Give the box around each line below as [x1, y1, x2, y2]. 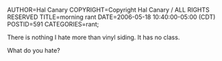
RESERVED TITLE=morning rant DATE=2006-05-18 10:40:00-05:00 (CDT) [7, 13, 216, 21]
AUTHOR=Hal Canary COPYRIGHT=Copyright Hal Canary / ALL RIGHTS [7, 6, 210, 14]
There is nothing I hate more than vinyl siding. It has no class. [7, 33, 180, 41]
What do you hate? [7, 47, 60, 54]
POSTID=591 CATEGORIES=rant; [7, 20, 99, 28]
